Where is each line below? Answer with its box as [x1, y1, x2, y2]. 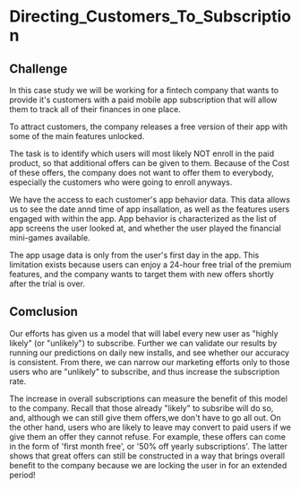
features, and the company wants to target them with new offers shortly [9, 269, 275, 279]
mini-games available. [9, 232, 91, 243]
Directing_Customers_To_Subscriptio [9, 6, 292, 27]
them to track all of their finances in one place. [9, 104, 181, 114]
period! [9, 469, 36, 480]
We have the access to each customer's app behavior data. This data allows [9, 195, 291, 205]
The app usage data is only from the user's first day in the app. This [9, 249, 260, 260]
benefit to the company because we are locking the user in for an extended [9, 459, 287, 470]
